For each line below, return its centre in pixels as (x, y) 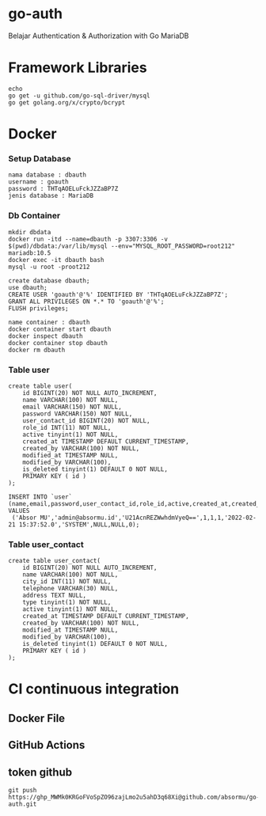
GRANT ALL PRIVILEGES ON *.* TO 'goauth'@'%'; (86, 302)
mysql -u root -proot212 (49, 267)
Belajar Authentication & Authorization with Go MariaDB (99, 36)
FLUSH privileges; (38, 308)
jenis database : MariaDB (51, 196)
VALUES (19, 510)
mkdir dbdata (30, 232)
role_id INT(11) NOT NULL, (67, 427)
